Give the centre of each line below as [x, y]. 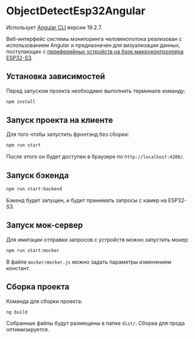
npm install [21, 102]
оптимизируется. [28, 330]
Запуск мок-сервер [44, 225]
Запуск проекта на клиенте [60, 120]
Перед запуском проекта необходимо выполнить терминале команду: [96, 91]
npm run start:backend [34, 189]
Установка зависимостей [56, 76]
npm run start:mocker [33, 251]
